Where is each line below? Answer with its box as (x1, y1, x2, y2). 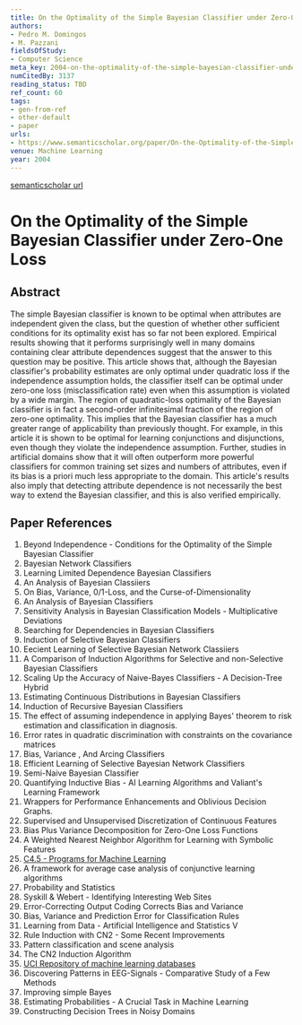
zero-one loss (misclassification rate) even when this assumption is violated (10, 385, 290, 395)
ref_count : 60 (10, 88, 64, 97)
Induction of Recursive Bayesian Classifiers (22, 701, 184, 712)
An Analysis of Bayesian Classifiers (22, 596, 153, 607)
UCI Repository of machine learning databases (22, 959, 196, 969)
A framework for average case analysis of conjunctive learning (22, 863, 255, 874)
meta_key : (10, 64, 47, 73)
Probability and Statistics (22, 882, 116, 893)
